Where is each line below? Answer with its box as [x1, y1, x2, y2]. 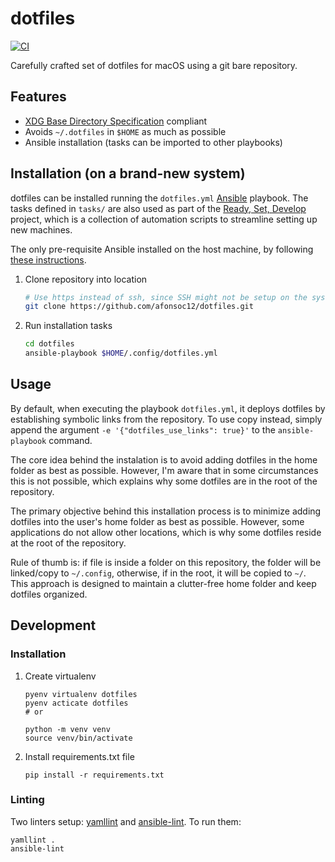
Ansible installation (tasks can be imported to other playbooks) [24, 136, 283, 148]
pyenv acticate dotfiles [24, 698, 129, 708]
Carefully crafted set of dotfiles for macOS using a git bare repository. [10, 59, 298, 71]
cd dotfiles [24, 339, 75, 349]
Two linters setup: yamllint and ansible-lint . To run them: [10, 815, 242, 827]
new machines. [10, 223, 73, 236]
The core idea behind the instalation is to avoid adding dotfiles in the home [10, 453, 318, 466]
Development [10, 617, 97, 634]
